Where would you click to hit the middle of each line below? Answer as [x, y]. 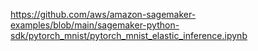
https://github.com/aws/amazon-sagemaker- [103, 14]
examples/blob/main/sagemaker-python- [95, 25]
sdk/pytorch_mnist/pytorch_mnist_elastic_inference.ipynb [129, 35]
